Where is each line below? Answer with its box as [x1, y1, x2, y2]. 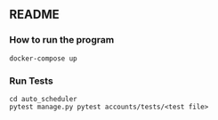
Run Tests [9, 75, 53, 87]
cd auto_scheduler [9, 94, 77, 103]
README [9, 7, 60, 22]
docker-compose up [9, 53, 77, 63]
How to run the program [9, 34, 115, 46]
